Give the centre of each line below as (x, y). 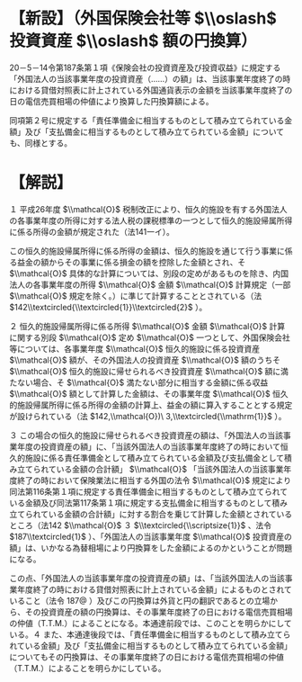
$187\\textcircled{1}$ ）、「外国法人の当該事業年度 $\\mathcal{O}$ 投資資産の (151, 536)
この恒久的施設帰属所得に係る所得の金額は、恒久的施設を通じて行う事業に (147, 251)
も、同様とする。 (41, 143)
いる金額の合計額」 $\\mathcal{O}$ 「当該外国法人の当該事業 (170, 469)
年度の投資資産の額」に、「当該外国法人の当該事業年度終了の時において (149, 446)
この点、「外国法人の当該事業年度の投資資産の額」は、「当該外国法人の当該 (147, 578)
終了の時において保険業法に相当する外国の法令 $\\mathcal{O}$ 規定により (154, 480)
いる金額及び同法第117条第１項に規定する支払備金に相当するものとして (141, 503)
